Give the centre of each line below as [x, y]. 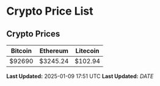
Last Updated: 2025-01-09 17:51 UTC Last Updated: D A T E [80, 76]
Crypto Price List [50, 11]
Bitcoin [21, 51]
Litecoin [87, 51]
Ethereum [54, 51]
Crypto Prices [33, 34]
